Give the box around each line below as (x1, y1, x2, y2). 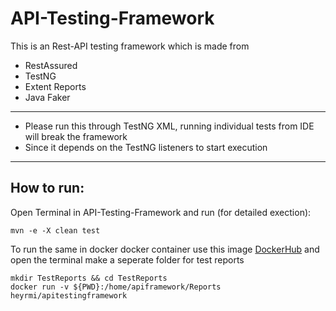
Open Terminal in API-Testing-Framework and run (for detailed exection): (10, 206, 312, 218)
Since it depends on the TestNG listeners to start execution (24, 141, 268, 153)
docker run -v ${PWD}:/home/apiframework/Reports (10, 282, 222, 292)
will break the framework (24, 130, 128, 142)
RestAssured (24, 59, 78, 71)
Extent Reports (24, 80, 87, 92)
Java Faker (24, 91, 71, 103)
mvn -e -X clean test (10, 225, 101, 236)
